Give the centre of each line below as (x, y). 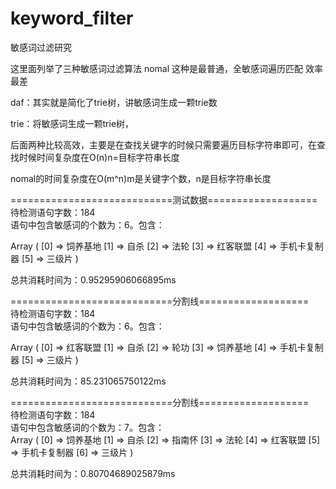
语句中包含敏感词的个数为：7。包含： (87, 427)
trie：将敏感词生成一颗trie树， (72, 123)
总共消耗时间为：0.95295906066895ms (93, 279)
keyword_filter (72, 18)
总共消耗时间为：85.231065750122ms (88, 381)
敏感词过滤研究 (41, 47)
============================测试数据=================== (164, 199)
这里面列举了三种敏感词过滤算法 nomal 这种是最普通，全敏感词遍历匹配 (157, 68)
